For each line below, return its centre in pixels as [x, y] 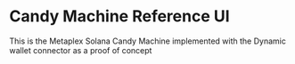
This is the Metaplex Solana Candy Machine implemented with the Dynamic [148, 41]
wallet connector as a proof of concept [81, 50]
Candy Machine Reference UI [119, 16]
